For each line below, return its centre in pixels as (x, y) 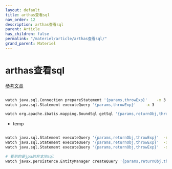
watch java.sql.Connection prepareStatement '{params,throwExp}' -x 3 (86, 100)
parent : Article (23, 29)
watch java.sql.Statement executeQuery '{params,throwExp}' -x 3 (80, 105)
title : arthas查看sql (28, 15)
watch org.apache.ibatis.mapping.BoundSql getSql (59, 114)
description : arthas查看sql (35, 24)
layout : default (23, 10)
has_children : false (27, 34)
